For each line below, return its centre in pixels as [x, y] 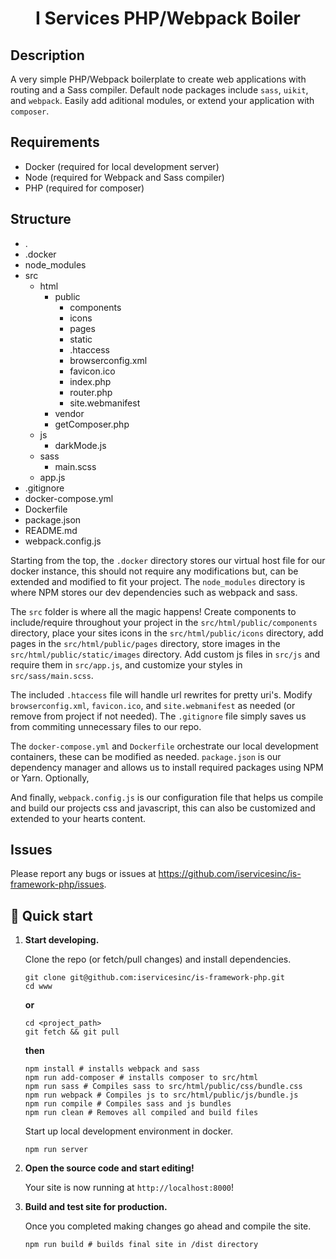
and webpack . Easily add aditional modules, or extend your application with [162, 100]
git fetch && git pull [72, 1032]
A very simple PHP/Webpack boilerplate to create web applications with [158, 79]
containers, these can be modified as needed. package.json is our [146, 756]
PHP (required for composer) [84, 188]
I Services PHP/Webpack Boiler [168, 18]
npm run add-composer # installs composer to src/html [141, 1078]
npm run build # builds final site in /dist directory [141, 1245]
